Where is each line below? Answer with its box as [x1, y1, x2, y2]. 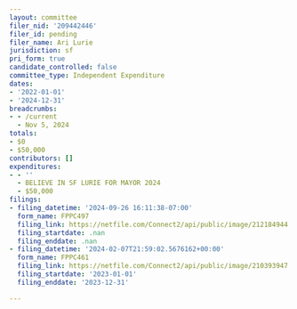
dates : [9, 79, 34, 88]
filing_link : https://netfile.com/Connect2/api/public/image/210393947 [17, 262, 289, 271]
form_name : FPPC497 [17, 211, 90, 221]
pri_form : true [9, 54, 66, 63]
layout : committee [9, 12, 77, 22]
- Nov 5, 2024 [17, 121, 69, 130]
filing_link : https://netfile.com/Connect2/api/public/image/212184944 [17, 220, 289, 229]
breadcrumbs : [9, 104, 58, 113]
